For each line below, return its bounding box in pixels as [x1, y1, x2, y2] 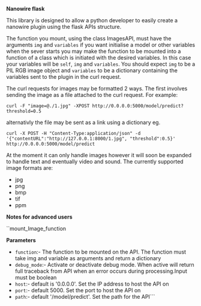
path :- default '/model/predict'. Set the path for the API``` [14, 293, 155, 300]
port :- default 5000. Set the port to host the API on [14, 287, 141, 294]
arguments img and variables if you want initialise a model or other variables [6, 42, 196, 48]
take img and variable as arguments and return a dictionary [14, 255, 161, 261]
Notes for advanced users [6, 213, 73, 220]
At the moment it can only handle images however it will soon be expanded [6, 152, 192, 158]
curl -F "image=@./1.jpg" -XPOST [6, 103, 90, 109]
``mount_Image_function [6, 225, 67, 232]
